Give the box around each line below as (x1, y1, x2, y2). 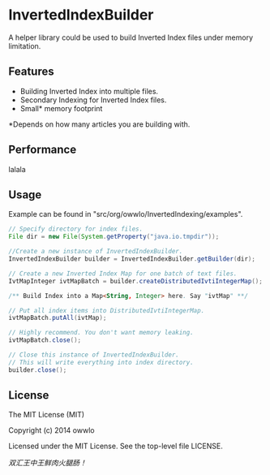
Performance (8, 143, 77, 157)
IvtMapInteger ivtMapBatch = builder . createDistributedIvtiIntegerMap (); (8, 277, 264, 285)
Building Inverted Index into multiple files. (19, 86, 159, 96)
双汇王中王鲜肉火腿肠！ (8, 458, 87, 468)
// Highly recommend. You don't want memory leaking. (8, 329, 195, 337)
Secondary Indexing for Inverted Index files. (19, 95, 167, 105)
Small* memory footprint (19, 103, 103, 113)
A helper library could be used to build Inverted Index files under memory (8, 32, 254, 42)
